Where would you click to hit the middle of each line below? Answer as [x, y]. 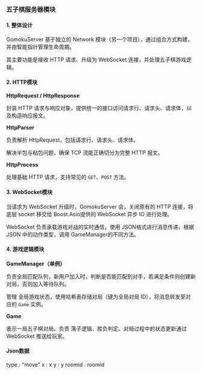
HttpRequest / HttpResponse [43, 96]
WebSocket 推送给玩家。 [37, 336]
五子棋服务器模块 [31, 9]
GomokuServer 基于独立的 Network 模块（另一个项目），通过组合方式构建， [100, 40]
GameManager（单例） [36, 264]
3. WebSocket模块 [29, 192]
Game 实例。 [32, 304]
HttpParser [20, 128]
